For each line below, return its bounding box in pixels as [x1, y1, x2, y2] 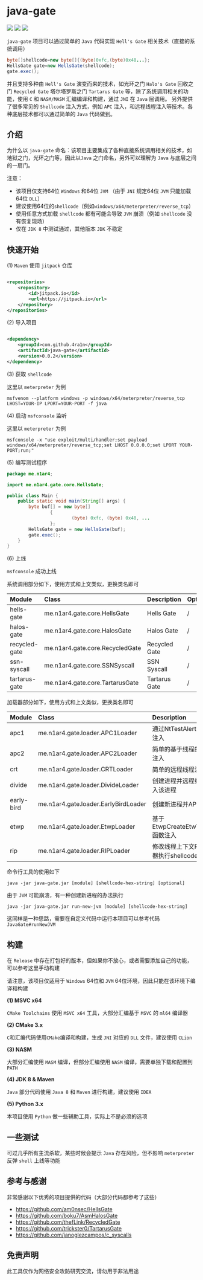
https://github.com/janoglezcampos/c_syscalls [15, 1231, 132, 1238]
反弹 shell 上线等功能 [7, 1157, 61, 1164]
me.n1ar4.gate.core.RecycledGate [44, 644, 142, 652]
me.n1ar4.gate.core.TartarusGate [44, 678, 139, 687]
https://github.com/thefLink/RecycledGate [15, 1218, 120, 1226]
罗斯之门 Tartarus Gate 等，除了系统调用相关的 [66, 88, 183, 95]
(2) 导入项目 [7, 319, 37, 326]
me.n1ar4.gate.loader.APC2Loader [37, 749, 137, 757]
